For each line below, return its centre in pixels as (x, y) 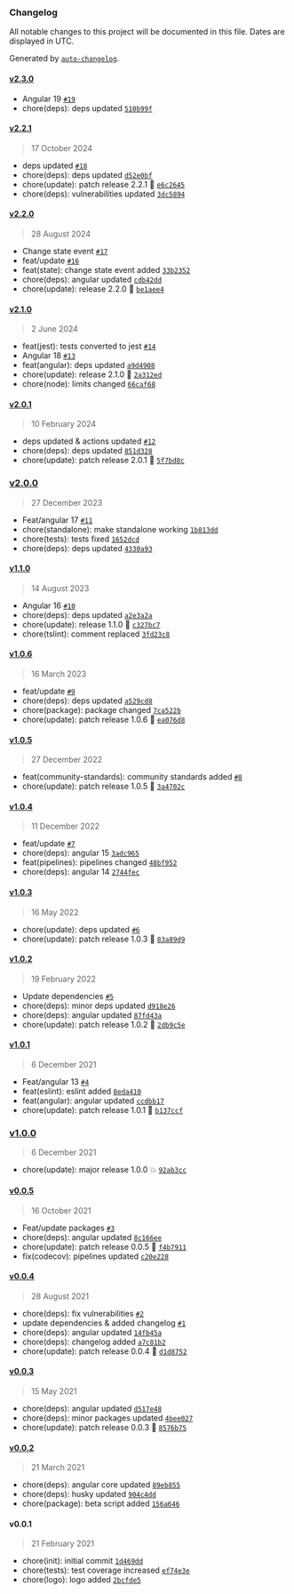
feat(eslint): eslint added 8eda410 (82, 1092)
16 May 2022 (55, 912)
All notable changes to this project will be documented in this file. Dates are (147, 32)
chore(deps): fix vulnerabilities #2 (83, 1313)
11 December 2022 (65, 826)
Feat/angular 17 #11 (57, 520)
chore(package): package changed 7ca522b (102, 710)
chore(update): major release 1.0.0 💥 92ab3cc (104, 1170)
